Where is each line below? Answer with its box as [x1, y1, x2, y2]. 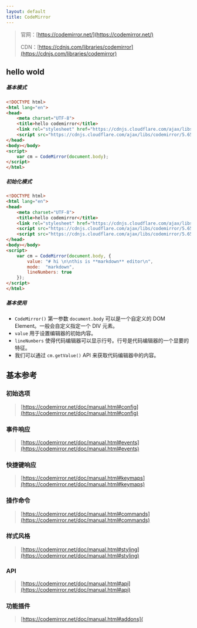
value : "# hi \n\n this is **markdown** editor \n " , [27, 259, 154, 264]
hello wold [6, 67, 45, 77]
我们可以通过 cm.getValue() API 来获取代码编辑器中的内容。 [14, 351, 159, 358]
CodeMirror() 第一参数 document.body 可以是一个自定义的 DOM [14, 315, 165, 322]
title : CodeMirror [6, 14, 51, 20]
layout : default [6, 8, 46, 15]
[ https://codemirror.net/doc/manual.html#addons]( [20, 616, 144, 623]
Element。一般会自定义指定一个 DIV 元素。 [14, 322, 118, 329]
